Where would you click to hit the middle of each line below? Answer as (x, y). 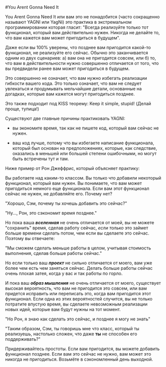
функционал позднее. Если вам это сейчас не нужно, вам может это (78, 354)
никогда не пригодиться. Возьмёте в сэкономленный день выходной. (79, 359)
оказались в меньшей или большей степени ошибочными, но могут (84, 153)
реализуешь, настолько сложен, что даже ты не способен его (71, 334)
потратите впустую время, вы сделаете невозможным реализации (76, 304)
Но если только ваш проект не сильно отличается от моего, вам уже (79, 263)
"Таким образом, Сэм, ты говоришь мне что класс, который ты (72, 329)
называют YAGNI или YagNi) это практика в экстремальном (69, 22)
